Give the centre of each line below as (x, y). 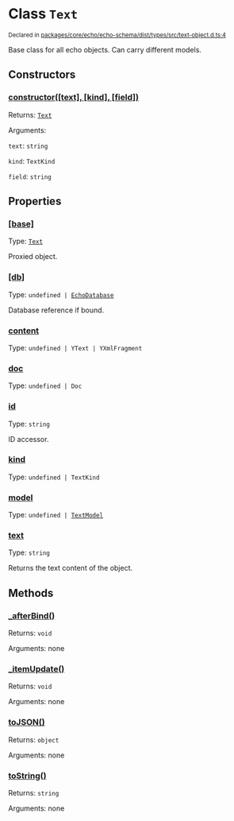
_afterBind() (32, 615)
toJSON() (27, 722)
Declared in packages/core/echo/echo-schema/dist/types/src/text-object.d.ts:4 (117, 35)
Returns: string (34, 792)
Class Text (43, 14)
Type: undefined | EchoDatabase (61, 294)
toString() (27, 776)
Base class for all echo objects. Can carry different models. (105, 49)
